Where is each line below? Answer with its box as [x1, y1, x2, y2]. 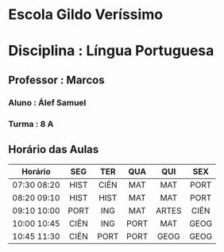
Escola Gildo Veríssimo [8, 6, 164, 24]
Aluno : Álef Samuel [8, 97, 87, 108]
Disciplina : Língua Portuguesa [8, 42, 214, 60]
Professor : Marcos [8, 73, 105, 86]
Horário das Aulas [8, 143, 99, 156]
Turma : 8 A [8, 118, 54, 129]
